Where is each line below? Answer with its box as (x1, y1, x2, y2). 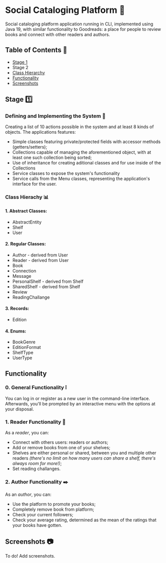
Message (12, 273, 31, 279)
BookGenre (12, 339, 36, 345)
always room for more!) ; (12, 461, 62, 467)
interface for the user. (12, 181, 57, 187)
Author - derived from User (12, 252, 68, 258)
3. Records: (5, 306, 30, 312)
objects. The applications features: (5, 129, 76, 135)
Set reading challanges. (12, 466, 61, 472)
